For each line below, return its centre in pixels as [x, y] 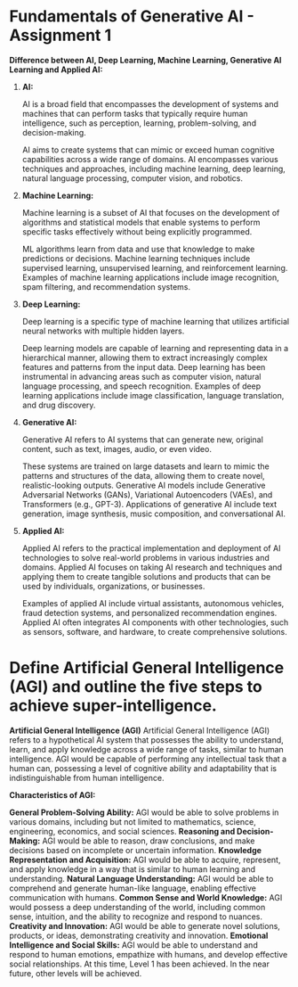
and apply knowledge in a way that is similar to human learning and [133, 869]
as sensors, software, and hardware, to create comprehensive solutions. [154, 631]
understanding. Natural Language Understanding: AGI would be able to [141, 878]
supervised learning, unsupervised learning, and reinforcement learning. [155, 267]
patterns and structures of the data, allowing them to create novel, [143, 475]
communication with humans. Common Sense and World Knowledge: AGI [146, 897]
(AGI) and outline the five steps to [136, 687]
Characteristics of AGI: [52, 794]
